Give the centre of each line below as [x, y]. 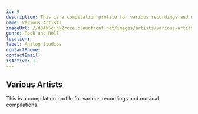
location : [18, 39]
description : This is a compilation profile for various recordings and [97, 17]
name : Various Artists [34, 22]
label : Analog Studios [34, 45]
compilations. [22, 105]
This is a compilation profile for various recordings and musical [82, 99]
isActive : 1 [21, 61]
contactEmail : [24, 55]
